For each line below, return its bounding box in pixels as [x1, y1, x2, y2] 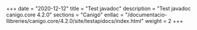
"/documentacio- [125, 11, 167, 18]
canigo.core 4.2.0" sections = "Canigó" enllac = [6, 11, 124, 18]
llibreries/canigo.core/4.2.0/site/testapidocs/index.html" [6, 18, 144, 24]
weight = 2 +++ [145, 18, 183, 24]
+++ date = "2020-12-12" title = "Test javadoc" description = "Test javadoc [6, 5, 191, 12]
